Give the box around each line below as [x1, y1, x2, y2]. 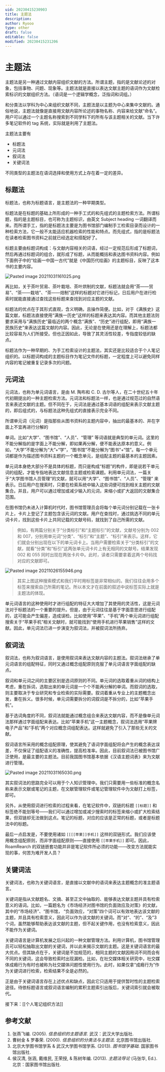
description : [5, 16, 32, 21]
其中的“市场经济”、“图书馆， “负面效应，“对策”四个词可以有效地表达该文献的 [5, 908, 160, 914]
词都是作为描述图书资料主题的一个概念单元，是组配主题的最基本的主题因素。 [5, 453, 160, 459]
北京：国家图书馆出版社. [12, 1061, 61, 1067]
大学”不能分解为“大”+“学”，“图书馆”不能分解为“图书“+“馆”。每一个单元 [15, 447, 158, 453]
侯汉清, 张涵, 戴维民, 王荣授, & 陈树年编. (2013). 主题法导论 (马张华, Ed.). [12, 1055, 158, 1061]
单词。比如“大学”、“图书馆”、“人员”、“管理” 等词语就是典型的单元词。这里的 [5, 435, 160, 440]
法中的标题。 [5, 821, 31, 827]
